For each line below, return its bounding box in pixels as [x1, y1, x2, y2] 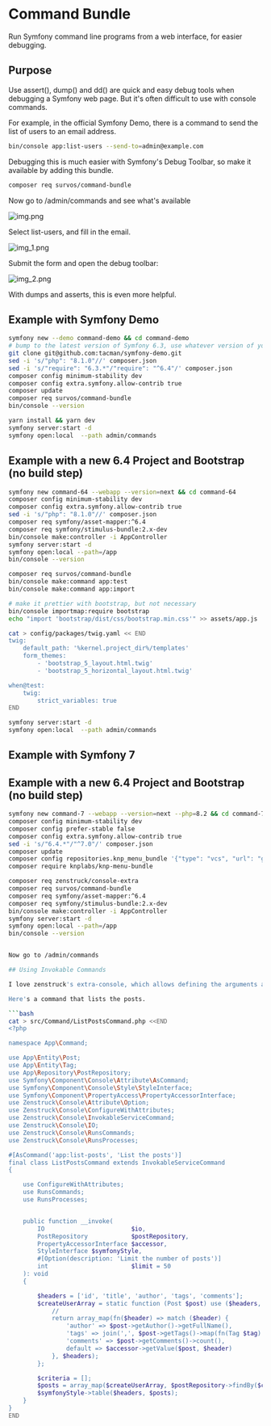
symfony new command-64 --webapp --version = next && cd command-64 [8, 488, 236, 496]
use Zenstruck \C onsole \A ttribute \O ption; [8, 1099, 150, 1107]
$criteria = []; [37, 1374, 92, 1382]
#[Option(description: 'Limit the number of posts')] [37, 1255, 222, 1263]
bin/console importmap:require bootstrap [8, 607, 150, 615]
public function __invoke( [23, 1217, 114, 1225]
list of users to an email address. [8, 126, 117, 136]
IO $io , [37, 1225, 147, 1233]
